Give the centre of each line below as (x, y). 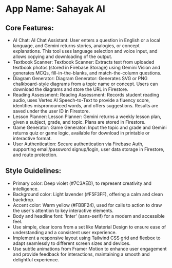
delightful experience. (36, 259)
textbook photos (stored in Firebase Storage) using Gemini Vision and (86, 68)
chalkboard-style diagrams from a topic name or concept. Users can (85, 84)
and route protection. (35, 155)
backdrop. (24, 199)
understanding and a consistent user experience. (65, 232)
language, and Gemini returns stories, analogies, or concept (76, 46)
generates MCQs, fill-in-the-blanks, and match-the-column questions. (87, 73)
